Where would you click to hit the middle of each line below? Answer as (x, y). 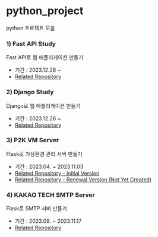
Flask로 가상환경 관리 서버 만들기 (44, 154)
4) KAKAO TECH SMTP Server (50, 195)
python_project (45, 11)
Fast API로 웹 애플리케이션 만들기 (45, 57)
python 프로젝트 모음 (31, 28)
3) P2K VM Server (33, 140)
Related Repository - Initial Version (57, 173)
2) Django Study (30, 92)
